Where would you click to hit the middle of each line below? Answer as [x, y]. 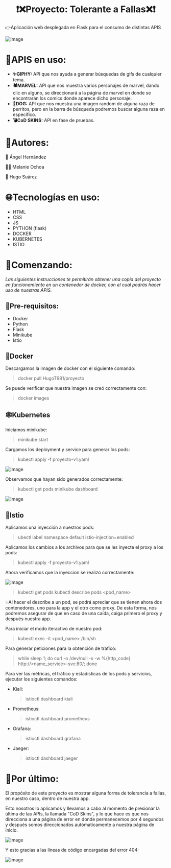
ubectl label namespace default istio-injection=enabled [76, 537]
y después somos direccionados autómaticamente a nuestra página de [80, 825]
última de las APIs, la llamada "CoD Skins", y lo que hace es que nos [77, 814]
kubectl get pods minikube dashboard [58, 489]
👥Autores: [27, 143]
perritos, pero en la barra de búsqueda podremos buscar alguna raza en [89, 109]
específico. [25, 114]
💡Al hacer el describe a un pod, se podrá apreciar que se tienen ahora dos [84, 602]
